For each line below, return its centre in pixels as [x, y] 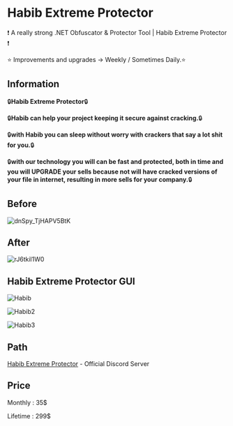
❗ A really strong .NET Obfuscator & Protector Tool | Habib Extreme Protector [117, 32]
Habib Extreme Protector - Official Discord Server [78, 364]
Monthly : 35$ [27, 402]
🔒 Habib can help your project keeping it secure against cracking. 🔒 [105, 118]
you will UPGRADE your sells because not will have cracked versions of [112, 172]
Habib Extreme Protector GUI [71, 281]
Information [33, 84]
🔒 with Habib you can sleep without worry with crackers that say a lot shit [115, 135]
